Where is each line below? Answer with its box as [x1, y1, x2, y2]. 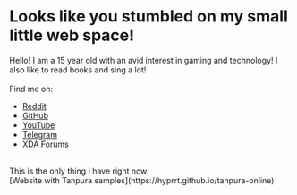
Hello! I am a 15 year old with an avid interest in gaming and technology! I [9, 55, 278, 65]
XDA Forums [21, 139, 69, 149]
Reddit [21, 100, 47, 111]
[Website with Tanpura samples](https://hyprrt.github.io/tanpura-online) [9, 174, 275, 185]
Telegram [21, 129, 58, 140]
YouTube [21, 119, 55, 131]
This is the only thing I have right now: [9, 165, 150, 176]
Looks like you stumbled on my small [9, 6, 288, 27]
